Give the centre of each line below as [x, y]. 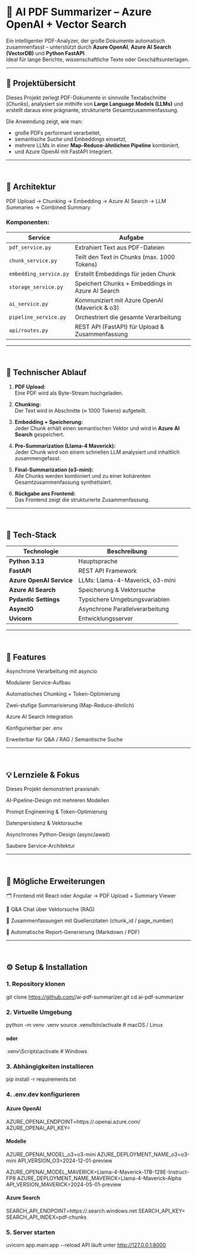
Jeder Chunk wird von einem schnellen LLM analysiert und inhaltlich [97, 452]
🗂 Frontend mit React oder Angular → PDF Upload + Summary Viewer [91, 895]
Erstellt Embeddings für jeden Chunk [125, 274]
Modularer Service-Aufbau [38, 683]
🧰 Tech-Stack [31, 535]
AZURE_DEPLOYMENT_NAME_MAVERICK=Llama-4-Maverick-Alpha [99, 1178]
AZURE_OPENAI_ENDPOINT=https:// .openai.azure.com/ [73, 1121]
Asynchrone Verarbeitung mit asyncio [52, 671]
